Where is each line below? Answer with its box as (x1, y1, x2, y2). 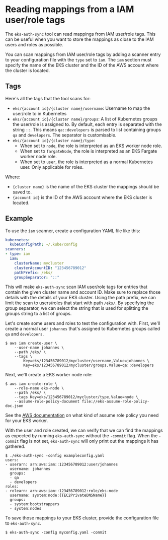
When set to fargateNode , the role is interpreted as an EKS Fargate (20, 148, 157, 154)
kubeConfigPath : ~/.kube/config (10, 242, 78, 247)
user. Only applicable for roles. (20, 164, 84, 170)
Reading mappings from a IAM (5, 4, 134, 15)
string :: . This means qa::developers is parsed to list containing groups (12, 126, 161, 132)
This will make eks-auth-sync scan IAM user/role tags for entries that (5, 284, 147, 290)
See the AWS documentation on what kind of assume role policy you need (5, 412, 159, 419)
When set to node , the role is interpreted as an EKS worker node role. (20, 143, 162, 149)
